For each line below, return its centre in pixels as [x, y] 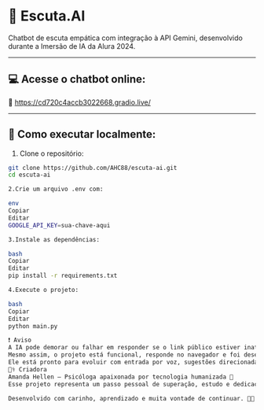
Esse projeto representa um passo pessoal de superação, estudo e [119, 384]
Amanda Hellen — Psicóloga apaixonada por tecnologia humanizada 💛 [121, 377]
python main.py [33, 326]
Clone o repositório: [51, 153]
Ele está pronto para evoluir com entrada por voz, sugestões [112, 362]
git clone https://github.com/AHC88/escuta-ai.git [93, 168]
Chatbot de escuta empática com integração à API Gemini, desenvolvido [126, 38]
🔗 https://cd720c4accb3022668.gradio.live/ [79, 102]
